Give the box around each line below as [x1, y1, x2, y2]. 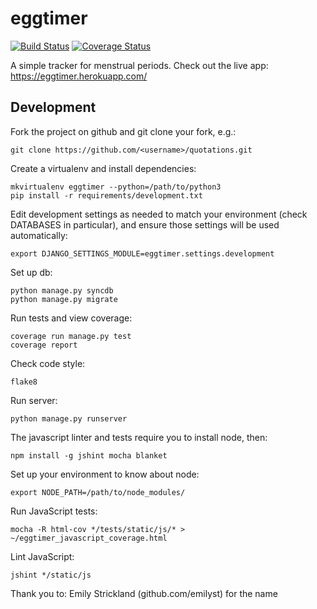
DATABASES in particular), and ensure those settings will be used [10, 218, 280, 231]
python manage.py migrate [10, 294, 118, 304]
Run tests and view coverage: [10, 312, 133, 324]
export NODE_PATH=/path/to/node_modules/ [10, 487, 186, 497]
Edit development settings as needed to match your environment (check [10, 208, 308, 220]
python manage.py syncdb [10, 285, 114, 296]
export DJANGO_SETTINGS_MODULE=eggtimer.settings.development [10, 248, 275, 259]
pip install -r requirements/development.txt [10, 190, 203, 201]
